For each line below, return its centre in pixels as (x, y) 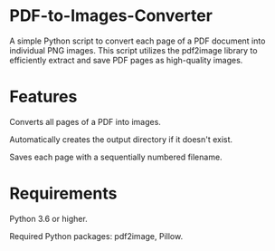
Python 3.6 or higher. (48, 218)
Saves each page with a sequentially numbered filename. (116, 157)
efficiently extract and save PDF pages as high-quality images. (126, 60)
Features (43, 97)
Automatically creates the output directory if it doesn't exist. (121, 139)
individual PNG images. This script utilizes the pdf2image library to (133, 50)
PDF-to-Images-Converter (111, 16)
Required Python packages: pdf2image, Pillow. (96, 236)
